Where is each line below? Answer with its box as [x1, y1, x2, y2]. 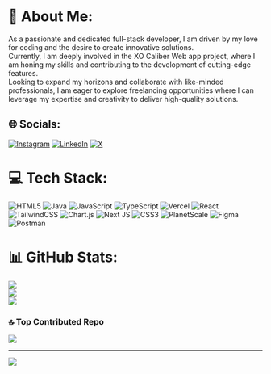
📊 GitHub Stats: [8, 248, 119, 266]
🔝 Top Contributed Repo [8, 316, 105, 327]
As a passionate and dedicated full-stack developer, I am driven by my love [8, 34, 258, 44]
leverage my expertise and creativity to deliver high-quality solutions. [8, 94, 239, 103]
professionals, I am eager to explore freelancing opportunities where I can [8, 85, 254, 95]
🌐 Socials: [8, 117, 61, 132]
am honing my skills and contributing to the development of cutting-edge [8, 60, 252, 69]
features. [8, 68, 39, 78]
